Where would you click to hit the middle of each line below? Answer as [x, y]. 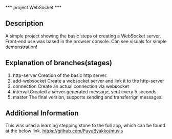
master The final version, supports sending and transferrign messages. [88, 97]
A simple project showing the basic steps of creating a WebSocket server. [83, 36]
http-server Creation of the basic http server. [60, 75]
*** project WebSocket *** [34, 7]
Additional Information [42, 113]
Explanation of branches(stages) [59, 63]
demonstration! [21, 47]
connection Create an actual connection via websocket [71, 86]
